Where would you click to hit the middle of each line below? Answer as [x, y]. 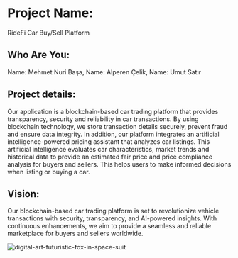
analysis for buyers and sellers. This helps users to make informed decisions [119, 164]
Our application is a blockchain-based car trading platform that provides [113, 111]
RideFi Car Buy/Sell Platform [49, 33]
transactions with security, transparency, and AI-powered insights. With [112, 218]
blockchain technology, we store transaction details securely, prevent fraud [118, 126]
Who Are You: [38, 55]
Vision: [23, 194]
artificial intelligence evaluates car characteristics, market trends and [108, 149]
